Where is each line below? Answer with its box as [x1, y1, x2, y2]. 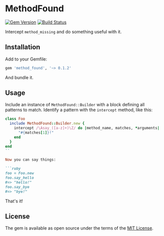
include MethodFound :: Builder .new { [9, 121, 85, 126]
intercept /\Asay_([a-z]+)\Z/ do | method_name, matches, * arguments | [14, 126, 160, 131]
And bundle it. [5, 74, 33, 80]
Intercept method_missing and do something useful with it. [5, 29, 122, 34]
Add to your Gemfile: [5, 56, 48, 62]
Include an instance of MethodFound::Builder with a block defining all [5, 102, 145, 108]
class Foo [5, 117, 26, 121]
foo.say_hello [5, 176, 34, 180]
